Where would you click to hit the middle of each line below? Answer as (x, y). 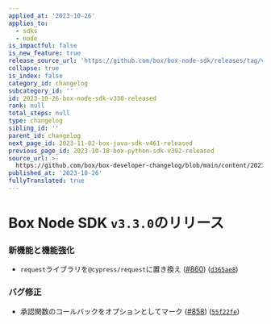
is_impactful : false (43, 46)
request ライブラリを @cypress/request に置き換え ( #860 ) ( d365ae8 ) (129, 269)
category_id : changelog (48, 83)
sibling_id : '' (34, 128)
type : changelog (35, 121)
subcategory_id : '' (41, 91)
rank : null (27, 106)
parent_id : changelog (45, 135)
